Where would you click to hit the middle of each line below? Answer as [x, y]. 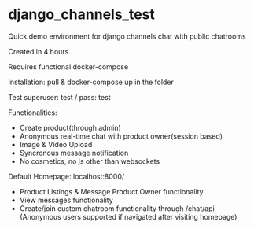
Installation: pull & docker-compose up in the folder [91, 82]
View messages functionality [66, 200]
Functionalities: [33, 113]
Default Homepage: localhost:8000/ [66, 176]
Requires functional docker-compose [68, 66]
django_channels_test [82, 15]
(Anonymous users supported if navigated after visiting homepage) [128, 216]
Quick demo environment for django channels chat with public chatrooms [127, 36]
